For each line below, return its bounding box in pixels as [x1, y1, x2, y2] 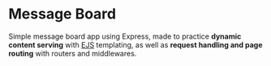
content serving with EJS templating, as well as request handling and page [8, 39, 263, 49]
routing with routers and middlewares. [8, 48, 137, 58]
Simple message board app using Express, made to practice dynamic [8, 31, 242, 41]
